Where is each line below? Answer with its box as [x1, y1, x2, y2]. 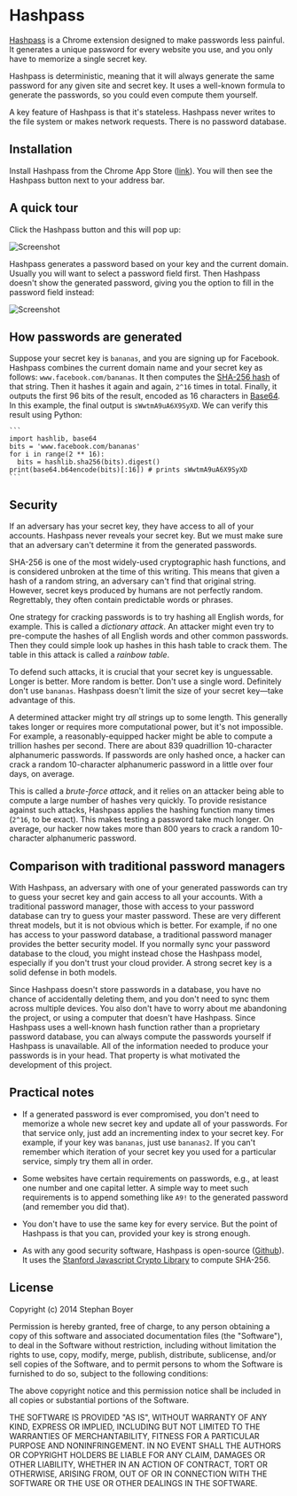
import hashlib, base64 [9, 435, 98, 443]
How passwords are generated [9, 329, 183, 344]
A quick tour [9, 200, 79, 215]
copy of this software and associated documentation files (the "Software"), [9, 1330, 284, 1341]
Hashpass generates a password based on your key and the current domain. [9, 258, 289, 269]
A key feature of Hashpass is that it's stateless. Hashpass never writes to [9, 106, 276, 117]
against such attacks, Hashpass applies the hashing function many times [9, 804, 276, 816]
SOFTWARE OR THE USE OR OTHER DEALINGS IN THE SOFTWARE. [9, 1477, 258, 1488]
